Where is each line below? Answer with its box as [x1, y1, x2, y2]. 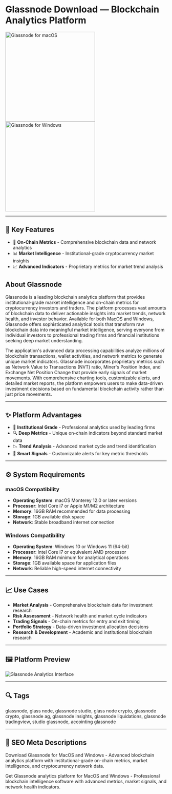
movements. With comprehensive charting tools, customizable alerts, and [5, 375, 160, 381]
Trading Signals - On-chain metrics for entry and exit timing [12, 618, 140, 625]
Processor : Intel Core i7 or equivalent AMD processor [12, 549, 126, 555]
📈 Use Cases [5, 586, 49, 594]
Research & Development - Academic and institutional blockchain [12, 629, 153, 635]
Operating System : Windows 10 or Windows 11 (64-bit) [12, 544, 130, 550]
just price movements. [5, 391, 52, 397]
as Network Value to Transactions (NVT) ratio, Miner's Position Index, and [5, 363, 161, 370]
